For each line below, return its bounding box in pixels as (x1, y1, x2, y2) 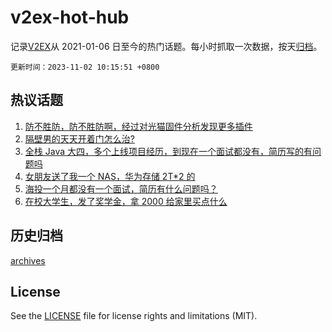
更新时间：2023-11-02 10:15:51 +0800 (10, 62, 160, 72)
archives (10, 254, 46, 266)
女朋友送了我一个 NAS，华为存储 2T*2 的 (24, 170, 196, 182)
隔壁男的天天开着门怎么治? (24, 132, 135, 145)
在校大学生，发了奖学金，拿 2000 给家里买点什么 (24, 195, 228, 207)
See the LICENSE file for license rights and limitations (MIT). (10, 310, 258, 322)
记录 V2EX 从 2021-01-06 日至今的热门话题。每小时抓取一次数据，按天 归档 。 (10, 40, 323, 52)
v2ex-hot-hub (10, 6, 130, 29)
